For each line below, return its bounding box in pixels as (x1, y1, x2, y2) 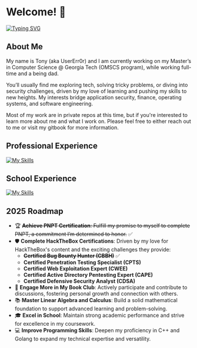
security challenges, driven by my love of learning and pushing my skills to (6, 88, 187, 95)
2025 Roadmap (6, 206, 64, 216)
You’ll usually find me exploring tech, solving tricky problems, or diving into (6, 81, 188, 88)
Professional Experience (6, 141, 98, 151)
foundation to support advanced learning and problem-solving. (14, 305, 168, 312)
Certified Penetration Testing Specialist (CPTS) (23, 259, 141, 266)
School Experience (6, 173, 77, 183)
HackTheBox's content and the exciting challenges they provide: (14, 246, 171, 253)
